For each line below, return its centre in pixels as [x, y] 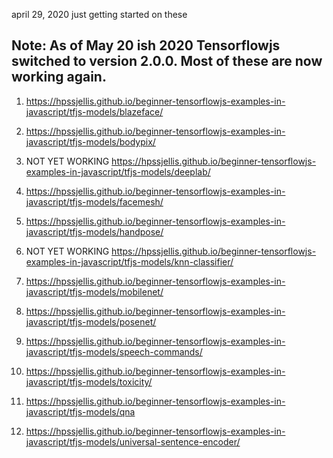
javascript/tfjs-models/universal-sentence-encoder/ [133, 441]
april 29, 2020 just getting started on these [99, 14]
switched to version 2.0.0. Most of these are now [167, 61]
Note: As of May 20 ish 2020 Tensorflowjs [146, 45]
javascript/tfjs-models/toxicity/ [89, 381]
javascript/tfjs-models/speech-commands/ [114, 351]
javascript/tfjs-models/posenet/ [91, 321]
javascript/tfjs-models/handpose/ [94, 231]
